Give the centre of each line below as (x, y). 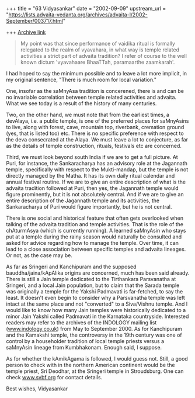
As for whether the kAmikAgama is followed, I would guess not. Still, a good (97, 359)
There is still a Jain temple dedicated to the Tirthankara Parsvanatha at (91, 279)
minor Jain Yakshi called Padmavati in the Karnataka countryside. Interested (97, 316)
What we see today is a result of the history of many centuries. (81, 103)
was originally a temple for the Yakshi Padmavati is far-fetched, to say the (95, 291)
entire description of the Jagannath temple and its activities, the (83, 200)
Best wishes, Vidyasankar (37, 389)
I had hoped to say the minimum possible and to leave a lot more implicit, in (97, 73)
